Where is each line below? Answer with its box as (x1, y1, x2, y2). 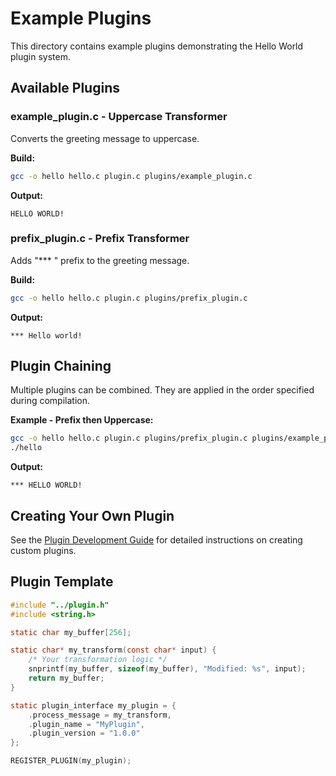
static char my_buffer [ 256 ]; (10, 627, 132, 637)
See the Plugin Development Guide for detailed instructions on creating (10, 534, 303, 546)
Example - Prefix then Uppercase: (10, 414, 154, 426)
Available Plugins (10, 80, 120, 97)
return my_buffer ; (28, 673, 105, 684)
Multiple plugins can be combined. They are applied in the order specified (10, 384, 315, 396)
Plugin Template (10, 573, 114, 591)
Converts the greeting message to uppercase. (10, 132, 200, 144)
